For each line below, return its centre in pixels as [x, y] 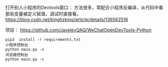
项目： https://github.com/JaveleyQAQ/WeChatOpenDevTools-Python [78, 30]
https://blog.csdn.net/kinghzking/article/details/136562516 [67, 20]
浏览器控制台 [17, 55]
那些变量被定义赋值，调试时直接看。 [43, 14]
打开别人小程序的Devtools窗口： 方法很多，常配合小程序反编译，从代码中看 [85, 7]
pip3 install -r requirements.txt [43, 40]
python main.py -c [25, 59]
